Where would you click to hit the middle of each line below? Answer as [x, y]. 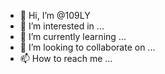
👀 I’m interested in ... [62, 26]
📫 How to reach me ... [66, 58]
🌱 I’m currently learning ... [73, 36]
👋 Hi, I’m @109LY [55, 15]
